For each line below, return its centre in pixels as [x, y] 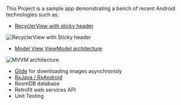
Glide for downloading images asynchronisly [68, 71]
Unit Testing [29, 96]
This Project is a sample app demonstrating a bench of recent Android [91, 8]
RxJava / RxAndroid [38, 77]
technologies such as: [33, 15]
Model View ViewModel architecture [58, 48]
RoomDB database [37, 83]
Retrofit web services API [45, 90]
